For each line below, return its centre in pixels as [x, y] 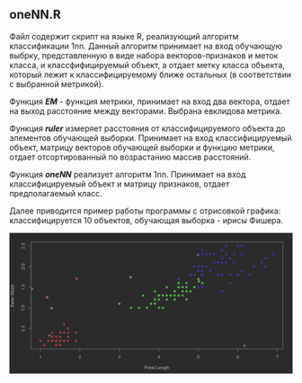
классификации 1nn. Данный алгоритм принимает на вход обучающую [146, 46]
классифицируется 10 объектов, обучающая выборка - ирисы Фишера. [147, 220]
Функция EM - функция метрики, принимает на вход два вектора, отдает [150, 101]
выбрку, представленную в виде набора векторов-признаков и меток [144, 55]
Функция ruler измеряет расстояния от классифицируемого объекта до [147, 128]
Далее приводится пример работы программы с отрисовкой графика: [145, 211]
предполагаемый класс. [56, 193]
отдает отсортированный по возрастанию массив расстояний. [130, 157]
